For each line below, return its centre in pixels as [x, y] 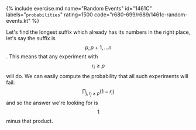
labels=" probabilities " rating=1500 [49, 15]
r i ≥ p [98, 66]
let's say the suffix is [31, 38]
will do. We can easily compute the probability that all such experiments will [97, 76]
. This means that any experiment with [52, 57]
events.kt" [18, 21]
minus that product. [30, 121]
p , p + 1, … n [98, 47]
